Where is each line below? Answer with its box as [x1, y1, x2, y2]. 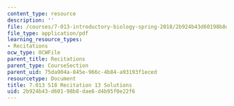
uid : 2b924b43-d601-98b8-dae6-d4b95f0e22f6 [7, 88, 136, 95]
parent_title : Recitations [7, 56, 86, 63]
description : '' [7, 17, 54, 24]
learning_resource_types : [7, 36, 82, 43]
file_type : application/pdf [7, 29, 89, 37]
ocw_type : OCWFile [7, 50, 61, 56]
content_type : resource [7, 10, 77, 17]
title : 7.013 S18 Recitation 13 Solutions [7, 82, 132, 89]
